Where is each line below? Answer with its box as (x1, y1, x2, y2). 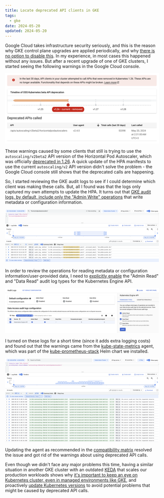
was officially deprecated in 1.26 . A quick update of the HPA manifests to (5, 159, 151, 165)
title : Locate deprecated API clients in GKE (5, 8, 99, 13)
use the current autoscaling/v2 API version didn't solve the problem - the (5, 164, 153, 170)
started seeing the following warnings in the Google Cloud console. (5, 64, 141, 70)
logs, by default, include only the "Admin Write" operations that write (5, 194, 143, 200)
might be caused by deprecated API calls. (5, 488, 89, 494)
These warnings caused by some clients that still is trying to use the (5, 148, 142, 154)
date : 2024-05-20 (5, 24, 41, 28)
